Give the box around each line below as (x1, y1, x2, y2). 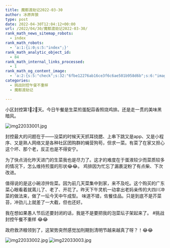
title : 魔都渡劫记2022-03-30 (5, 7, 63, 13)
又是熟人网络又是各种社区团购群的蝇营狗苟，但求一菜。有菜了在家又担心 (14, 140, 165, 146)
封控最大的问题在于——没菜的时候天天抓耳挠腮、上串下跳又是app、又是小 (5, 133, 160, 139)
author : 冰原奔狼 (5, 12, 39, 17)
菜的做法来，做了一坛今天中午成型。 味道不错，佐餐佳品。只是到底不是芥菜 (5, 193, 162, 199)
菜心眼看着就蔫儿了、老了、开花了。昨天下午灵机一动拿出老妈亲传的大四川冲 (5, 186, 165, 192)
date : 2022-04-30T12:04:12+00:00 (5, 21, 76, 27)
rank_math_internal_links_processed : (5, 59, 85, 64)
